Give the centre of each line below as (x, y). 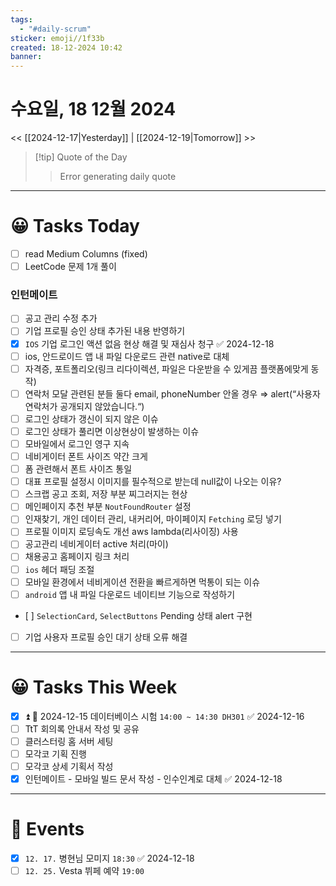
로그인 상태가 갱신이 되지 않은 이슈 (91, 418)
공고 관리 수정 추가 (61, 318)
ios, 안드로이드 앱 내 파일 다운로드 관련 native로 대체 (127, 356)
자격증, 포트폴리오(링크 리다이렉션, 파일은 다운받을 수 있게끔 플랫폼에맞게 (166, 368)
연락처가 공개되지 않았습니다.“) (84, 406)
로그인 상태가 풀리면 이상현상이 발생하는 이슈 (112, 431)
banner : (26, 57)
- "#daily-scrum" (55, 29)
